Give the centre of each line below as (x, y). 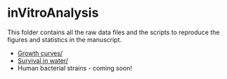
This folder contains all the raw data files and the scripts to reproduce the (113, 32)
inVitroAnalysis (53, 13)
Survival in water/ (43, 60)
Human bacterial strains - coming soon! (74, 68)
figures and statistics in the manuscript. (64, 39)
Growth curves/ (40, 53)
